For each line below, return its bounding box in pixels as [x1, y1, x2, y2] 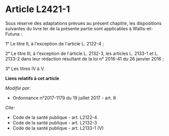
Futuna [5, 31, 20, 37]
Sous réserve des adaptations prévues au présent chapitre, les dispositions [5, 20, 162, 26]
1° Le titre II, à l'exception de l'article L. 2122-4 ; [5, 40, 104, 46]
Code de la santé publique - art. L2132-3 [12, 119, 97, 125]
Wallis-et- [133, 25, 153, 31]
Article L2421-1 [5, 4, 70, 15]
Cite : [5, 104, 15, 110]
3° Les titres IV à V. [5, 65, 45, 72]
